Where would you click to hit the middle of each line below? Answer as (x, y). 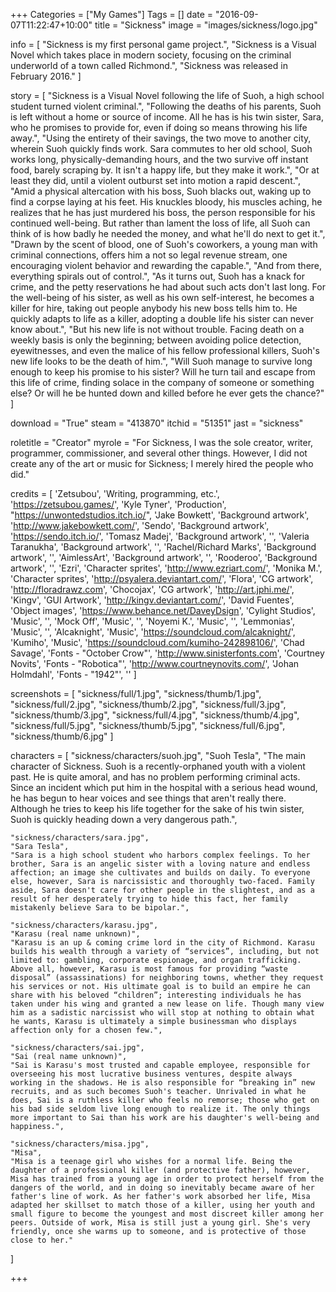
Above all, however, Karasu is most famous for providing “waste (149, 969)
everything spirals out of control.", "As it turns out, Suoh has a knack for (157, 276)
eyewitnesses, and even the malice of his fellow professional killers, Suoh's (165, 350)
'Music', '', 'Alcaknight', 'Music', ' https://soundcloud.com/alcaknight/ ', (153, 632)
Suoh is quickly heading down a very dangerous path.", (124, 819)
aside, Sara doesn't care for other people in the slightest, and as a (162, 890)
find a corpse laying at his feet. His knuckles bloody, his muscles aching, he (166, 202)
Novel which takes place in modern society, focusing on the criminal (151, 55)
